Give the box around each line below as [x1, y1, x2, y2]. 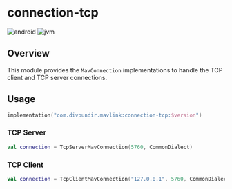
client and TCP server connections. [7, 73, 108, 81]
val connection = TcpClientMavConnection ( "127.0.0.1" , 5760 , [7, 175, 187, 182]
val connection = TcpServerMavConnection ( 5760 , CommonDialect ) [7, 143, 193, 150]
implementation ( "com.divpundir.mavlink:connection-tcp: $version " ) [7, 112, 202, 119]
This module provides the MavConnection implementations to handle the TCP [7, 66, 223, 74]
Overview [7, 48, 50, 59]
